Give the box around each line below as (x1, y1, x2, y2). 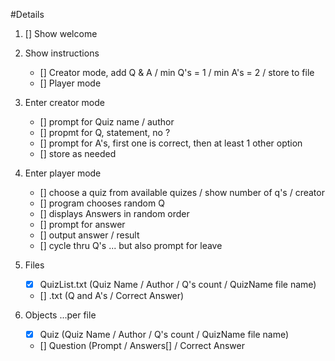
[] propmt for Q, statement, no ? (39, 127, 171, 138)
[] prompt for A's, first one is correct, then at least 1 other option (39, 137, 303, 149)
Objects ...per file (24, 309, 97, 321)
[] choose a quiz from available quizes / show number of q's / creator (39, 187, 325, 198)
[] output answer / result (39, 229, 140, 241)
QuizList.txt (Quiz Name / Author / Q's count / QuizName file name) (39, 279, 317, 290)
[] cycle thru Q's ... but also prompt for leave (39, 240, 223, 251)
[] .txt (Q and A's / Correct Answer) (39, 290, 185, 302)
